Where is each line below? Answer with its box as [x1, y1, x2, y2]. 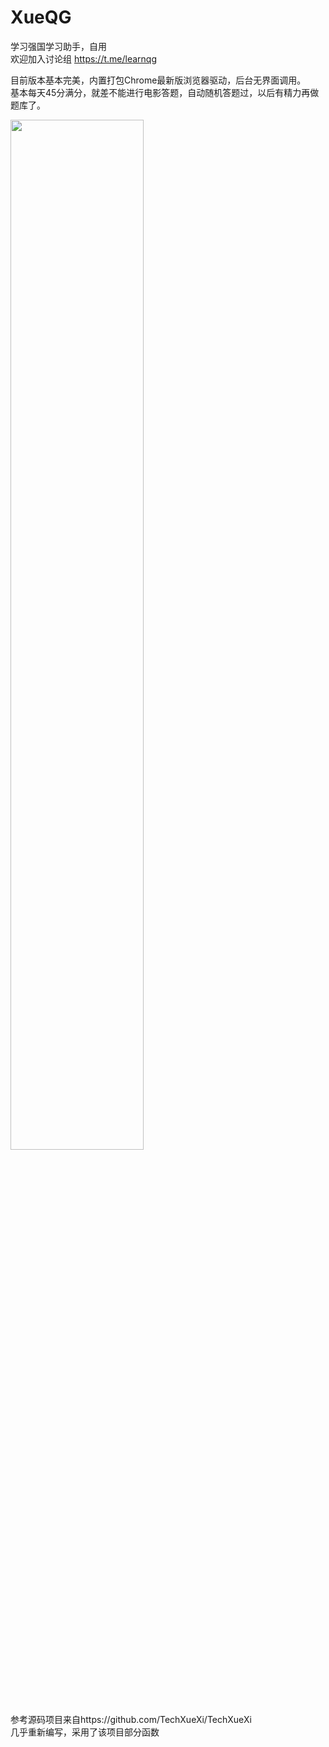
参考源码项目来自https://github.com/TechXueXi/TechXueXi [10, 1713, 252, 1725]
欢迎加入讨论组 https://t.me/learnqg [10, 52, 158, 65]
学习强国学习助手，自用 [10, 40, 107, 52]
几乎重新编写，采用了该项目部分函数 [10, 1726, 160, 1738]
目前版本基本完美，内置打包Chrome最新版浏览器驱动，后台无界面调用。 [10, 74, 307, 86]
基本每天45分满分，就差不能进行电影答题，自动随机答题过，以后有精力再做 [10, 86, 320, 98]
